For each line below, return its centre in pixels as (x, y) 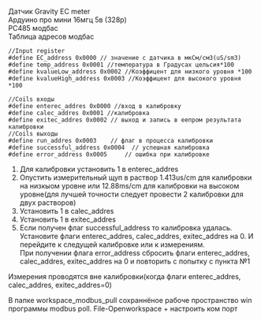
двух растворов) (48, 203)
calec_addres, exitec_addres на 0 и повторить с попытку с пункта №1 (135, 261)
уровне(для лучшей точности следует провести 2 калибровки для (131, 194)
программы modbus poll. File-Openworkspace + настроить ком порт (123, 308)
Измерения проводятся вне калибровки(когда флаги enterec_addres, (125, 276)
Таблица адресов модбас (51, 36)
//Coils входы (32, 99)
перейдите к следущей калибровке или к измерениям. (112, 244)
